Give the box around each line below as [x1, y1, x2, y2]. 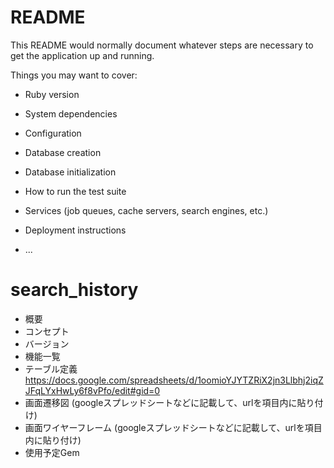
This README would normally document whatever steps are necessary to [10, 39, 314, 51]
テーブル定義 [24, 362, 78, 375]
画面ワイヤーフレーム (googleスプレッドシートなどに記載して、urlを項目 [24, 421, 323, 433]
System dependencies [24, 107, 118, 120]
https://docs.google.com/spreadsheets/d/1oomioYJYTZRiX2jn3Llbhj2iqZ [24, 374, 324, 386]
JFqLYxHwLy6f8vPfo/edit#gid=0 [24, 384, 161, 396]
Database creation [24, 146, 102, 158]
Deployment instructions [24, 224, 127, 236]
